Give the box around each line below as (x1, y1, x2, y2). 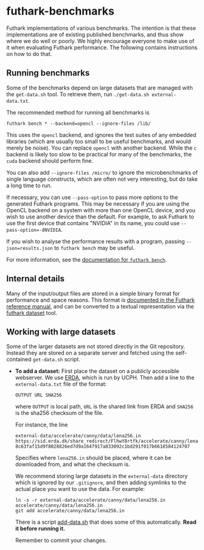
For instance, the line (15, 421, 68, 428)
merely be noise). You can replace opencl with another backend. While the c (6, 144, 197, 151)
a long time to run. (6, 181, 52, 189)
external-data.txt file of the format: (15, 380, 107, 388)
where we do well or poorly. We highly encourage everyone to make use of (6, 37, 195, 44)
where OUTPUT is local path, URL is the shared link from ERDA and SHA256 (15, 403, 194, 410)
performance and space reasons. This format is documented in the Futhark (6, 296, 195, 304)
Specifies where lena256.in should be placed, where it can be (15, 454, 172, 462)
